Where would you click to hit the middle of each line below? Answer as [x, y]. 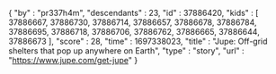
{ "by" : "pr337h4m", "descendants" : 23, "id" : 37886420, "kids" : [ [134, 13]
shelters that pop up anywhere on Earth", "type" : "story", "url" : [126, 51]
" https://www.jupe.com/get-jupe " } [73, 60]
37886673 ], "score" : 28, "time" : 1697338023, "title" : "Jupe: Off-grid [138, 41]
